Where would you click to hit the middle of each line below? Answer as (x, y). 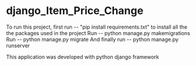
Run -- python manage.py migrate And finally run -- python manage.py (92, 39)
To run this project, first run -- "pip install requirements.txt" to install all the (97, 27)
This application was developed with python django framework (83, 57)
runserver (18, 46)
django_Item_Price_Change (75, 11)
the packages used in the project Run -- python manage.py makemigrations (98, 33)
